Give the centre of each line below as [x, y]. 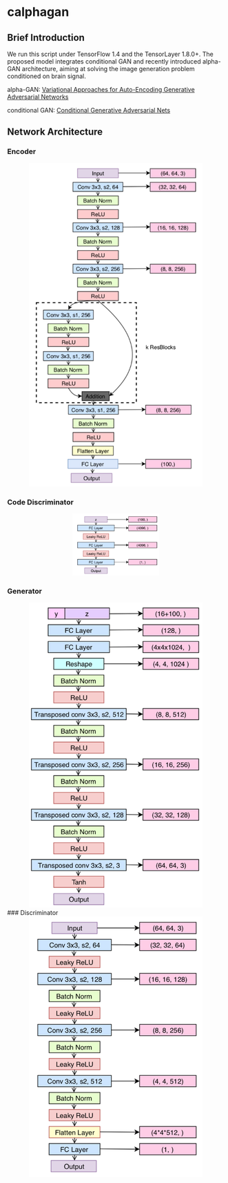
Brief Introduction [46, 38]
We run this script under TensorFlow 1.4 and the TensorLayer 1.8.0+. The [110, 54]
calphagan [38, 12]
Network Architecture [55, 132]
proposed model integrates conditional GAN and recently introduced [104, 61]
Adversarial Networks [38, 97]
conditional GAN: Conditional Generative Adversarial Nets [89, 110]
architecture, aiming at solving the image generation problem [108, 69]
